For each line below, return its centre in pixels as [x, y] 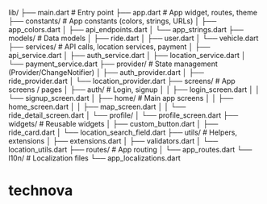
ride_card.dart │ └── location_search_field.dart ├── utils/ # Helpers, [123, 132]
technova [41, 191]
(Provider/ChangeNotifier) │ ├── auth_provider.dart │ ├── [106, 72]
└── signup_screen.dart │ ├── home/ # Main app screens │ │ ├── [121, 98]
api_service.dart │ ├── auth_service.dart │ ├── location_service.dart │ [127, 55]
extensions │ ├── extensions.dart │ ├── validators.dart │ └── [113, 141]
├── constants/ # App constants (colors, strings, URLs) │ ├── [113, 21]
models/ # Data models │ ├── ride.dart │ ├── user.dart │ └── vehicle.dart [133, 38]
